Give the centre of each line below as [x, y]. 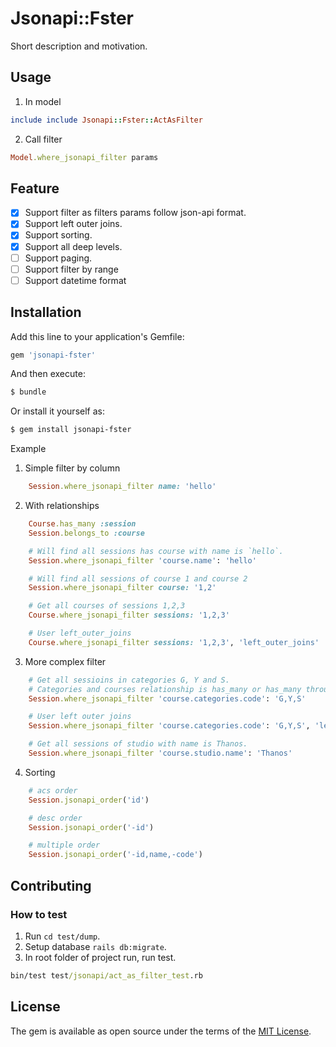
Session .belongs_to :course [86, 533]
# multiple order [64, 845]
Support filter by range [71, 269]
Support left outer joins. [73, 224]
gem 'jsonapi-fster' [53, 355]
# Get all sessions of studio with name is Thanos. [138, 744]
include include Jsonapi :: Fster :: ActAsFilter [106, 120]
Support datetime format [75, 280]
